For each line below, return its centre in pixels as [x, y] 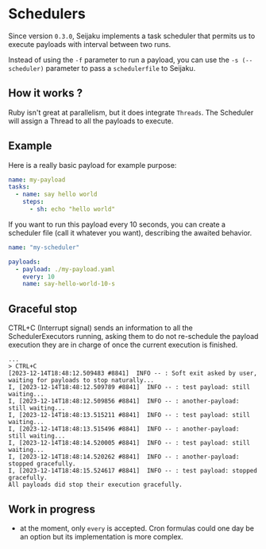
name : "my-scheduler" [44, 247]
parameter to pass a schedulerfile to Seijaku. [121, 68]
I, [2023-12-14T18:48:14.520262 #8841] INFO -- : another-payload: [124, 457]
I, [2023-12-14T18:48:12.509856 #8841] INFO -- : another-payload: [124, 401]
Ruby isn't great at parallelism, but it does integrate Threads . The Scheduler [131, 112]
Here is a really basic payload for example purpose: [93, 165]
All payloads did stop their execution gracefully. [95, 485]
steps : [33, 202]
